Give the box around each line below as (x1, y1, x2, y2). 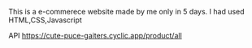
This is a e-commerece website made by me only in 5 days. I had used (8, 7, 245, 16)
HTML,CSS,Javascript (8, 15, 83, 25)
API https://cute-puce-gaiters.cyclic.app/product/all (8, 31, 183, 40)
